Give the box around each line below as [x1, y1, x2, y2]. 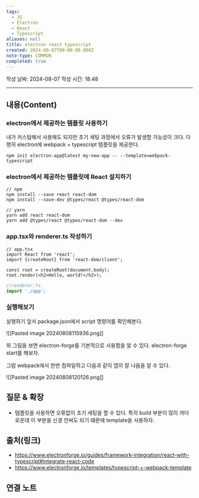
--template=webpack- [120, 153, 171, 159]
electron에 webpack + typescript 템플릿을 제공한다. [17, 141, 140, 148]
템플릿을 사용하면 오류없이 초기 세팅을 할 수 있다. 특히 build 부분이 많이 [14, 409, 178, 416]
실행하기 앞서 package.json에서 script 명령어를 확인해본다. [6, 317, 143, 324]
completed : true [6, 58, 46, 64]
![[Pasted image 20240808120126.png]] [6, 374, 104, 381]
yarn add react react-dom [6, 213, 70, 219]
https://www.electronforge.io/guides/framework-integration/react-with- [14, 451, 190, 459]
